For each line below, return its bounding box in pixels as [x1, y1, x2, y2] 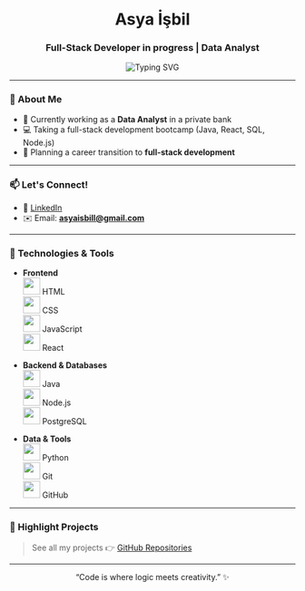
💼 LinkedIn [22, 202, 63, 213]
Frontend [22, 267, 59, 278]
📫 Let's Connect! [9, 178, 89, 190]
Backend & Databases [22, 360, 107, 371]
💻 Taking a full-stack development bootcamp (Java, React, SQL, [22, 123, 265, 135]
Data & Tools [22, 433, 72, 444]
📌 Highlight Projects [9, 521, 99, 534]
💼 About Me [9, 93, 63, 106]
